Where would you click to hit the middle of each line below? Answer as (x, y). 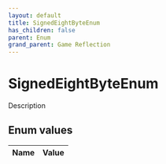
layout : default (35, 15)
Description (27, 106)
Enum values (41, 130)
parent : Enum (30, 37)
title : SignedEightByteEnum (54, 23)
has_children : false (42, 30)
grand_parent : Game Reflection (59, 45)
